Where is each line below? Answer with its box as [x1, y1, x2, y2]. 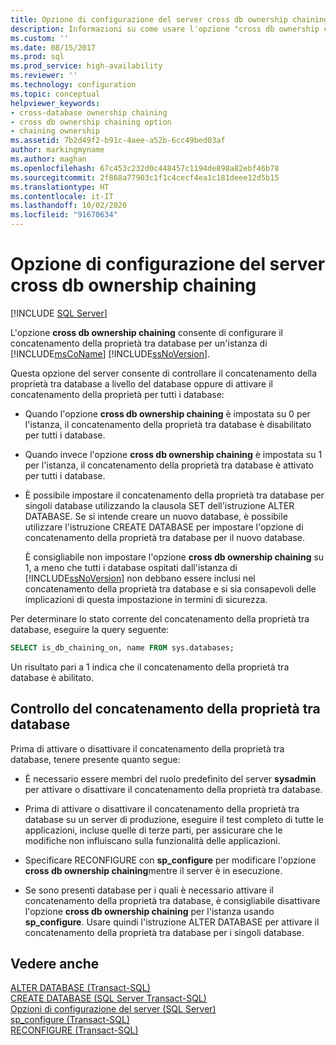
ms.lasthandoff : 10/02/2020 [10, 201, 128, 211]
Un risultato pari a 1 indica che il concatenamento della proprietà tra [10, 661, 290, 673]
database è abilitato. [10, 671, 95, 683]
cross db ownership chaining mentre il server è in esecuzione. [24, 864, 283, 876]
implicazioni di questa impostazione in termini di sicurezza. [24, 593, 268, 605]
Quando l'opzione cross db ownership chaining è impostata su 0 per [24, 407, 311, 420]
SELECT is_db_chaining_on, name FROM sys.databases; [10, 642, 235, 653]
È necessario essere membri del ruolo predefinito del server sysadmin [24, 772, 317, 785]
